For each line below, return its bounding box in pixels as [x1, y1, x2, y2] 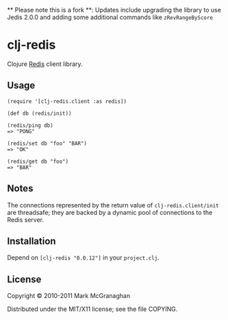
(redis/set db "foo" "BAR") [7, 140, 88, 147]
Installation [7, 235, 56, 247]
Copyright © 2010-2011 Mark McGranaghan [7, 292, 131, 300]
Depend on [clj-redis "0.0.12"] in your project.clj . [7, 253, 160, 262]
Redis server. [7, 216, 45, 224]
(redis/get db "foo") [7, 158, 69, 165]
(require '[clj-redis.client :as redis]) [7, 98, 127, 105]
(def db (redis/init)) [7, 110, 72, 117]
